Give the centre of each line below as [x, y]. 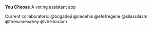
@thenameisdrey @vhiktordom [36, 22]
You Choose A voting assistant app [40, 7]
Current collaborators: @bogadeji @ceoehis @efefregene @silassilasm [76, 16]
